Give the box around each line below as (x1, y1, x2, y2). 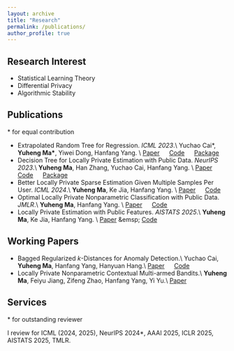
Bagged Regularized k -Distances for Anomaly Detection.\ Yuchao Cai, (17, 254, 219, 262)
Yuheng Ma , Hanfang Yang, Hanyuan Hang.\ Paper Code (17, 261, 190, 269)
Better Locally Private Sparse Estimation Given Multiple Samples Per (17, 178, 214, 186)
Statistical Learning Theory (17, 74, 96, 82)
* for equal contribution (7, 127, 75, 136)
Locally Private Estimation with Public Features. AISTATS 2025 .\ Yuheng (17, 207, 226, 216)
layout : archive (7, 10, 54, 17)
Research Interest (7, 55, 87, 67)
